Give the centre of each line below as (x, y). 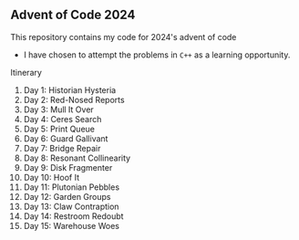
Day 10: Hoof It (52, 177)
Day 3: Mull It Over (58, 110)
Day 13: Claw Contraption (71, 206)
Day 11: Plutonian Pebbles (72, 187)
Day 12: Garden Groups (67, 196)
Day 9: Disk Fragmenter (68, 167)
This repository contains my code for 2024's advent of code (124, 37)
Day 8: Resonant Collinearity (77, 158)
